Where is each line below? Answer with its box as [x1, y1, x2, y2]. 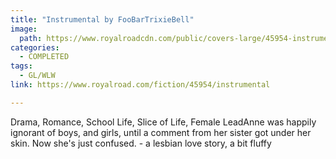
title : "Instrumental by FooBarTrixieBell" [10, 14, 195, 25]
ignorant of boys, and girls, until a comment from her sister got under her [10, 126, 312, 138]
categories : [10, 42, 60, 53]
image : [10, 24, 38, 34]
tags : [10, 61, 33, 71]
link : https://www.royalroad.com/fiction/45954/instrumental [10, 80, 271, 90]
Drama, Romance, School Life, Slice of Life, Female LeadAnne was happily [10, 116, 317, 128]
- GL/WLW [19, 71, 56, 81]
